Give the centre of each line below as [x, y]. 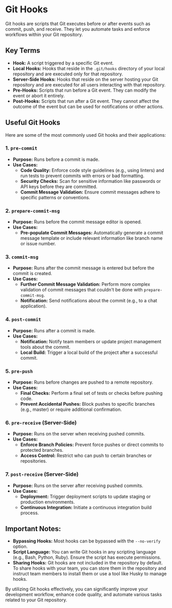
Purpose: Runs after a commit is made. [54, 330]
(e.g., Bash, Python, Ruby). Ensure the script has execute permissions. [87, 557]
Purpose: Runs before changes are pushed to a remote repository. [83, 382]
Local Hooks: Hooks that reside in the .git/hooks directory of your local [89, 68]
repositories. [34, 461]
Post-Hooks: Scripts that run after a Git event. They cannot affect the [86, 101]
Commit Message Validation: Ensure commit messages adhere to [90, 192]
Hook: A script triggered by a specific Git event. [63, 63]
